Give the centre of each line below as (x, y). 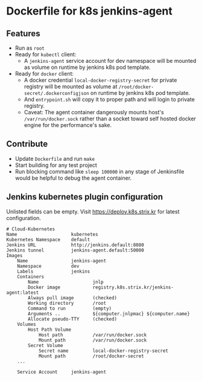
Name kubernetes (52, 234)
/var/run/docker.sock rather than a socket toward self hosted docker (110, 119)
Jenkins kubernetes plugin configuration (85, 197)
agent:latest (23, 292)
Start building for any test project (56, 165)
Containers (31, 276)
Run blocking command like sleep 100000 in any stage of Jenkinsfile (99, 171)
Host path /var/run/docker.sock (93, 335)
